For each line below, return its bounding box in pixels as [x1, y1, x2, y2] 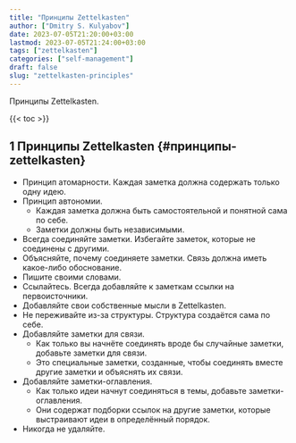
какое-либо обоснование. [21, 262, 123, 272]
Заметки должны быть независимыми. [35, 224, 185, 235]
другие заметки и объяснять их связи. [35, 366, 183, 377]
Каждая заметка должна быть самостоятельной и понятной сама [35, 205, 288, 215]
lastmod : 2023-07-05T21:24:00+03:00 [9, 38, 146, 47]
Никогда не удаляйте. [21, 423, 106, 434]
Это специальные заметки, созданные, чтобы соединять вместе [35, 356, 283, 367]
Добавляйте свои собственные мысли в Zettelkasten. [21, 300, 226, 311]
